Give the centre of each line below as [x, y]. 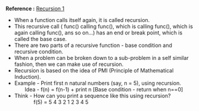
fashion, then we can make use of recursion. [69, 64]
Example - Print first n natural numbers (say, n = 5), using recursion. [97, 83]
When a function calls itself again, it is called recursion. [82, 20]
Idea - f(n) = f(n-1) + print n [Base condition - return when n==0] [104, 89]
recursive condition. [39, 52]
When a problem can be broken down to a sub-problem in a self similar [101, 58]
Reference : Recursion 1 [35, 9]
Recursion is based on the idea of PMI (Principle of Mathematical [94, 70]
